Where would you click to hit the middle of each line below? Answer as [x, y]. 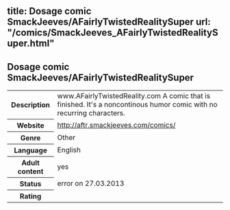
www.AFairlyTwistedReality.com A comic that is [134, 96]
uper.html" [31, 44]
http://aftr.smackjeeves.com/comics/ [116, 125]
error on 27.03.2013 [91, 183]
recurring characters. [91, 113]
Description [30, 104]
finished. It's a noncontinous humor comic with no [137, 104]
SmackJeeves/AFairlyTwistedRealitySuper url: [109, 22]
